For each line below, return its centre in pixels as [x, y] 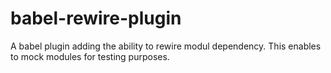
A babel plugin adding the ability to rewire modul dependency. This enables [166, 46]
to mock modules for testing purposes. [90, 56]
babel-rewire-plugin [96, 18]
